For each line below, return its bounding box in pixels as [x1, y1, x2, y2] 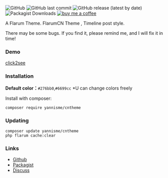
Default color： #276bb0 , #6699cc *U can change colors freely [5, 85, 133, 91]
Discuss [12, 167, 30, 173]
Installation [5, 73, 34, 80]
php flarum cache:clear [5, 133, 56, 138]
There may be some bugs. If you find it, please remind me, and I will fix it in [5, 30, 163, 36]
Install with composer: [5, 95, 52, 101]
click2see [5, 60, 26, 66]
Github [12, 157, 27, 163]
